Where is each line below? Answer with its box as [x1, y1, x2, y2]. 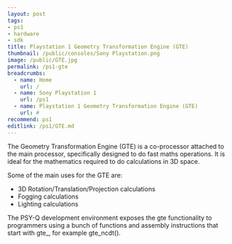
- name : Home [13, 76, 53, 84]
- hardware [7, 30, 40, 38]
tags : [7, 17, 23, 24]
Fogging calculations [17, 192, 79, 201]
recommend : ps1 [7, 116, 53, 123]
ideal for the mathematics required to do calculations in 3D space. [7, 157, 200, 165]
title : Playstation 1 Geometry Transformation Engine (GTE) [7, 43, 189, 50]
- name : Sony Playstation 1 [13, 89, 97, 96]
